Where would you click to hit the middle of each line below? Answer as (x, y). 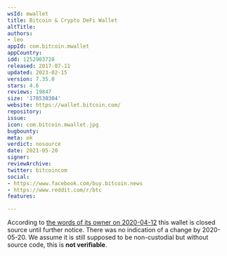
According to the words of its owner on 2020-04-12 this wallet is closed (111, 222)
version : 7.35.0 (31, 79)
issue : (17, 118)
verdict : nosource (34, 144)
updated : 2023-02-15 (38, 72)
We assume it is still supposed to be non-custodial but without (118, 237)
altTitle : (22, 27)
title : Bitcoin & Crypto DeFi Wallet (63, 20)
